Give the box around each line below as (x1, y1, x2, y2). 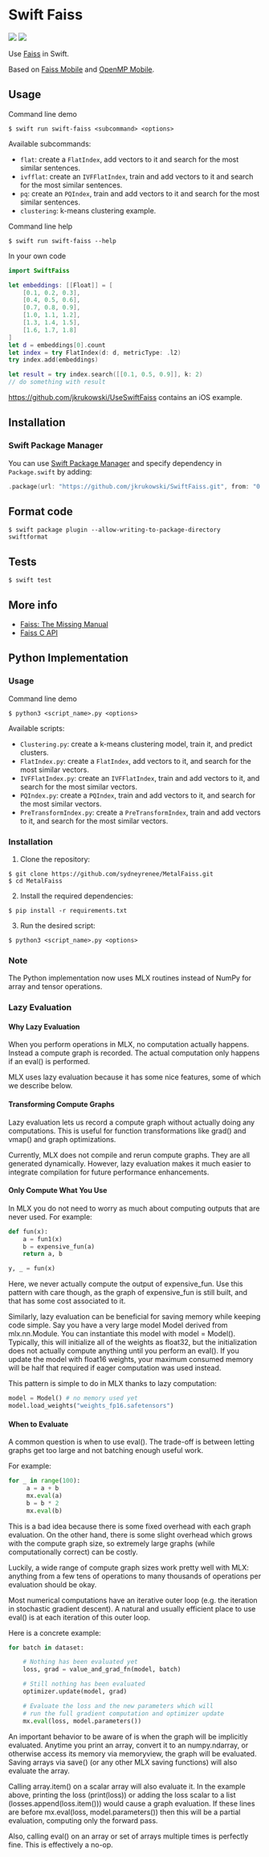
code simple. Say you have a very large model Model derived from (8, 1320, 228, 1330)
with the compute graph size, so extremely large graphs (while (8, 1538, 215, 1548)
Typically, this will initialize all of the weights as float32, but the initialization (8, 1338, 258, 1347)
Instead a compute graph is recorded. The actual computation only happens (8, 1048, 260, 1058)
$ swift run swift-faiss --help (8, 237, 116, 245)
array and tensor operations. (8, 982, 103, 992)
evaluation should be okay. (8, 1579, 97, 1589)
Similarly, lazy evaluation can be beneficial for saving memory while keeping (8, 1312, 261, 1322)
